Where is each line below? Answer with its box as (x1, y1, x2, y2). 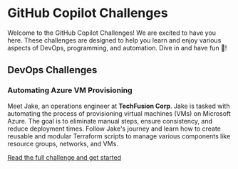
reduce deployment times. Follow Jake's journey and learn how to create (7, 124, 221, 133)
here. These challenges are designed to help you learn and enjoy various (7, 36, 222, 44)
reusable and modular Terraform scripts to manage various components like (7, 131, 231, 140)
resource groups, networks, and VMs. (7, 139, 119, 148)
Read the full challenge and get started (7, 153, 122, 161)
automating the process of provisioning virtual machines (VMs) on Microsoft (7, 109, 232, 118)
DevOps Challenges (7, 64, 98, 76)
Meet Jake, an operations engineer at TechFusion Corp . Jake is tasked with (7, 102, 230, 110)
